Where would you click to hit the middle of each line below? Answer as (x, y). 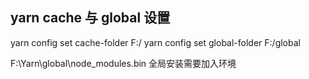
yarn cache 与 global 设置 (90, 18)
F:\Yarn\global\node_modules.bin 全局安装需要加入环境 (123, 63)
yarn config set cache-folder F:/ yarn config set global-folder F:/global (155, 42)
